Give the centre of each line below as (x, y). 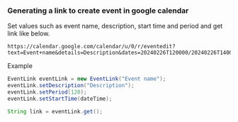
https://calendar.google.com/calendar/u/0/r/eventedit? (91, 47)
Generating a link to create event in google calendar (98, 11)
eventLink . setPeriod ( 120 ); (47, 92)
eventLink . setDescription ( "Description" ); (71, 86)
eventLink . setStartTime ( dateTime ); (60, 99)
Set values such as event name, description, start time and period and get (115, 26)
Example (20, 66)
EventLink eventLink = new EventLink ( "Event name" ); (87, 79)
